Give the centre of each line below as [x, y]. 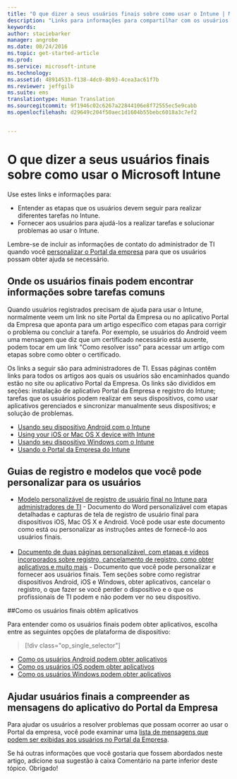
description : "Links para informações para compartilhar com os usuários [118, 20]
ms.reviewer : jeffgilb [41, 86]
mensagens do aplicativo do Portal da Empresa [113, 707]
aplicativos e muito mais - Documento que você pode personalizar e [117, 567]
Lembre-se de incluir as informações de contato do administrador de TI [111, 244]
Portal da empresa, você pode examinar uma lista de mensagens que [108, 732]
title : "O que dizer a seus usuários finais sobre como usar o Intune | [116, 14]
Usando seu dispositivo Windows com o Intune [86, 441]
